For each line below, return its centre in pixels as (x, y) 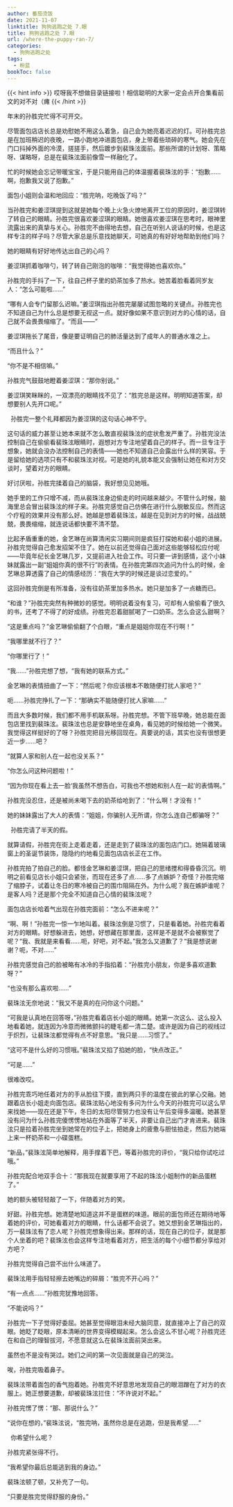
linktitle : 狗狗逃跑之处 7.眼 (47, 26)
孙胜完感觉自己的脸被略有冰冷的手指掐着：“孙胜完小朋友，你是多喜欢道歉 (112, 965)
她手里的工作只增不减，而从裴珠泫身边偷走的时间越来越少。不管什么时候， (113, 497)
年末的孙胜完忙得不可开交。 (47, 116)
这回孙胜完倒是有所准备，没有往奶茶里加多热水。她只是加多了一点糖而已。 (113, 588)
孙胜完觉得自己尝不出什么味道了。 (56, 1264)
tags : (15, 59)
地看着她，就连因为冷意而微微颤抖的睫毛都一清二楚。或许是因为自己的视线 (113, 1026)
